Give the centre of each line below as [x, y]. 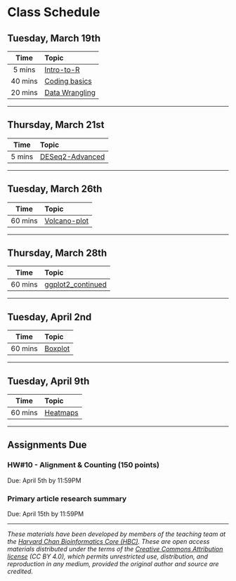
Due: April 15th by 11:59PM [46, 514]
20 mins [24, 92]
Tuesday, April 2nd [50, 317]
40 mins [24, 81]
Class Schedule [54, 12]
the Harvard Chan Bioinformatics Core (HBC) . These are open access [109, 542]
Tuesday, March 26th [55, 189]
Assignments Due [47, 445]
